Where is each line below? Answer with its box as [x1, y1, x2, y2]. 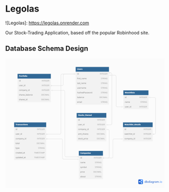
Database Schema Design [5, 44, 89, 53]
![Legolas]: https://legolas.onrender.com [5, 20, 90, 26]
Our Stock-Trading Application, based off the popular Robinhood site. [5, 29, 150, 35]
